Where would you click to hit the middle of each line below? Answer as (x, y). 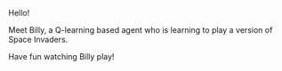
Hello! (19, 13)
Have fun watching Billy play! (61, 56)
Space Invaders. (38, 39)
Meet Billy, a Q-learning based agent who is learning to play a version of (141, 30)
